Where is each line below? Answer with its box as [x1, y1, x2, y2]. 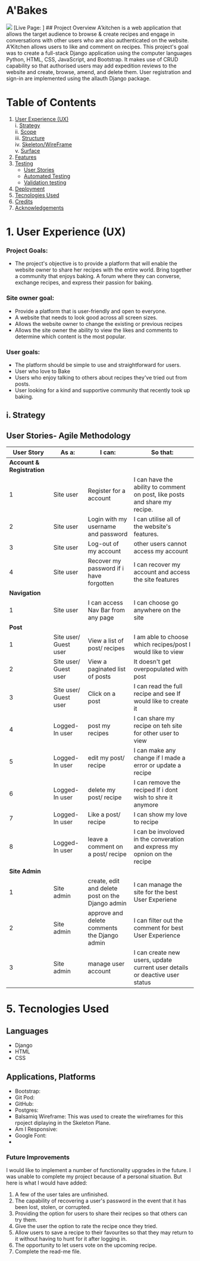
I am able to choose [133, 633, 189, 642]
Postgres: [14, 1106, 39, 1114]
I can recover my [133, 560, 180, 569]
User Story [12, 448, 45, 457]
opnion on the [133, 850, 173, 858]
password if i [87, 565, 124, 573]
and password [87, 530, 128, 538]
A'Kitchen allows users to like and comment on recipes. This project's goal [6, 43, 189, 50]
